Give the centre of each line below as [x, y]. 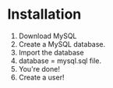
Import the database [51, 52]
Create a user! [41, 77]
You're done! [39, 69]
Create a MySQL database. [62, 44]
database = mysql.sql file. [60, 61]
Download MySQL [48, 36]
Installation [44, 14]
